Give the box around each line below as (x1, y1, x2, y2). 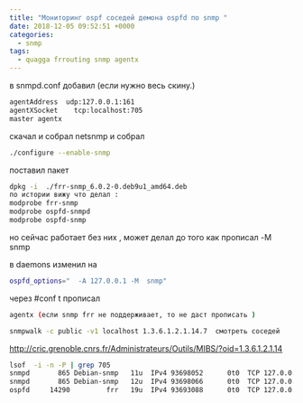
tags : (9, 47, 30, 56)
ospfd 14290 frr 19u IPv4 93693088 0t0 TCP (9, 386, 260, 395)
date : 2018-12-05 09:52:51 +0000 (9, 22, 135, 31)
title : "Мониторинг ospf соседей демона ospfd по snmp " (9, 13, 228, 23)
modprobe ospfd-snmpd (9, 207, 91, 217)
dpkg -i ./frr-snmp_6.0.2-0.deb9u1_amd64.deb (9, 182, 188, 191)
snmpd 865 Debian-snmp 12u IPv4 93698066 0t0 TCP (9, 377, 260, 387)
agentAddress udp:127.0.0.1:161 (9, 98, 135, 107)
